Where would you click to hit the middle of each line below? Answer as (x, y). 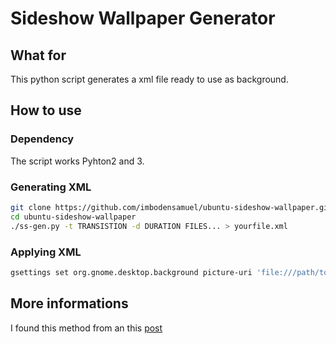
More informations (69, 303)
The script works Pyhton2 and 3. (77, 161)
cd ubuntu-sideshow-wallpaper (73, 217)
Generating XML (51, 187)
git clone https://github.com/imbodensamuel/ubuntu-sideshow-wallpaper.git (171, 207)
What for (38, 55)
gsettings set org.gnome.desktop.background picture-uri (131, 272)
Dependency (42, 139)
